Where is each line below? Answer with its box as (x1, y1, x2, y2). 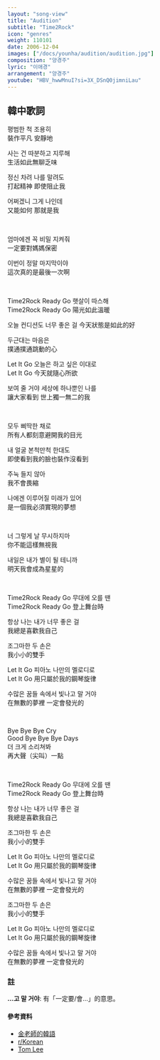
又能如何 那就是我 (7, 206, 59, 214)
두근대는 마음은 (7, 336, 50, 345)
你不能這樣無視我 (7, 540, 58, 549)
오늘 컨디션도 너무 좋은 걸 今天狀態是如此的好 (7, 321, 136, 330)
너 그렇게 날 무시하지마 (7, 532, 70, 540)
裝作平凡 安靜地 (7, 134, 53, 142)
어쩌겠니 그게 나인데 (7, 197, 63, 206)
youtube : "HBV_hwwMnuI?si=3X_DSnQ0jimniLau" (7, 76, 142, 84)
